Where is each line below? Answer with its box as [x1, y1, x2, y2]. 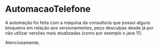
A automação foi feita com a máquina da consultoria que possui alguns [5, 20, 151, 25]
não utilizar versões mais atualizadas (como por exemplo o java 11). [5, 30, 143, 36]
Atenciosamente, [5, 39, 40, 45]
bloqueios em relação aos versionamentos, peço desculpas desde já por [5, 25, 154, 30]
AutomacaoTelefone [5, 3, 91, 15]
